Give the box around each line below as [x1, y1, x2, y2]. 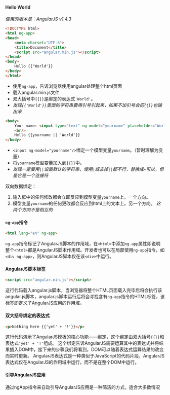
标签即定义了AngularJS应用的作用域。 [5, 300, 84, 306]
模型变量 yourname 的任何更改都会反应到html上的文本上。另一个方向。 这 [12, 200, 161, 206]
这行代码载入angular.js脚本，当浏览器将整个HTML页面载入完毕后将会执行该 [5, 287, 162, 294]
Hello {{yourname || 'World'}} [14, 132, 80, 138]
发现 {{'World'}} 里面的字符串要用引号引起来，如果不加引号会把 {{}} [12, 102, 153, 108]
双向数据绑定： [5, 183, 36, 190]
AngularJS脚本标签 [5, 266, 46, 272]
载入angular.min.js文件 [12, 89, 60, 95]
